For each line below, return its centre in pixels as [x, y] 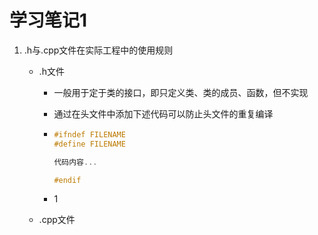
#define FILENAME [89, 144]
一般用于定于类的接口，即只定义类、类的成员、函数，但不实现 [181, 92]
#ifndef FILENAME [89, 134]
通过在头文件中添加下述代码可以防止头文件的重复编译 [163, 113]
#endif [67, 180]
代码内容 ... [75, 162]
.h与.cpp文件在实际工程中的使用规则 [98, 50]
